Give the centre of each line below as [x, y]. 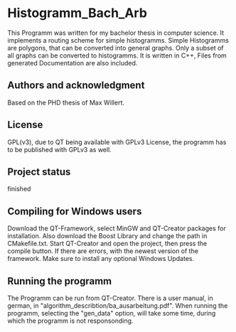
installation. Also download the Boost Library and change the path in [107, 236]
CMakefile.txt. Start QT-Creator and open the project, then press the [107, 244]
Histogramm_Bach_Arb [77, 13]
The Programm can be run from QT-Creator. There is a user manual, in [110, 298]
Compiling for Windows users [75, 211]
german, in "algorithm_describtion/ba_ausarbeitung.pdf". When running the [118, 306]
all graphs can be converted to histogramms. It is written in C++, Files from [117, 55]
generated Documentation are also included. [73, 63]
